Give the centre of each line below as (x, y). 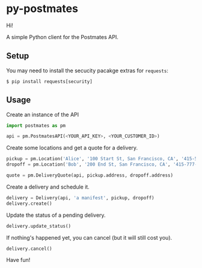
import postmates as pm (36, 125)
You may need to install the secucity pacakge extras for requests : (87, 70)
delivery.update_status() (38, 226)
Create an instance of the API (43, 114)
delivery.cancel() (29, 249)
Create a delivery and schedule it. (48, 187)
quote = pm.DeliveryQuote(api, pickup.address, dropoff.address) (90, 176)
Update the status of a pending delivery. (56, 215)
